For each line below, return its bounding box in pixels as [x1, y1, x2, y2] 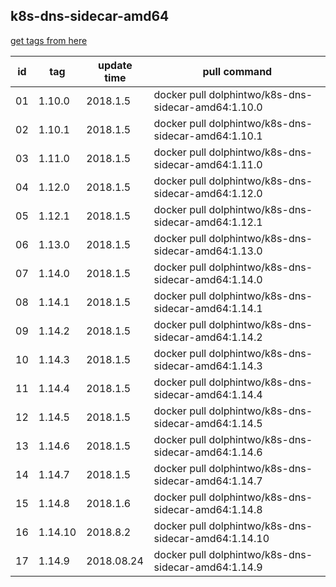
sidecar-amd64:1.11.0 [153, 157, 263, 171]
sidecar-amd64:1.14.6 [153, 445, 263, 459]
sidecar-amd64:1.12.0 [153, 186, 263, 200]
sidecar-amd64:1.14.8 [153, 502, 263, 516]
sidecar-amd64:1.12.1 [153, 215, 263, 229]
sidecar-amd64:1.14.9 [153, 560, 263, 574]
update [98, 58, 133, 72]
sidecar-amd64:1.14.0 [153, 272, 263, 286]
